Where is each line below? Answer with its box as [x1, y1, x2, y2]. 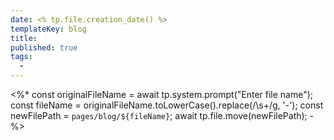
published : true [10, 42, 78, 53]
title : [10, 33, 38, 43]
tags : [10, 52, 33, 62]
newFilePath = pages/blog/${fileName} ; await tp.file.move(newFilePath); [10, 110, 308, 121]
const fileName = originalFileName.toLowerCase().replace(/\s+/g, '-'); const [10, 99, 324, 111]
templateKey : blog [10, 24, 87, 34]
